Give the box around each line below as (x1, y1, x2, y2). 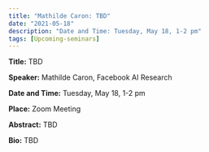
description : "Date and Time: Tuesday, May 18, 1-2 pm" (8, 27, 202, 35)
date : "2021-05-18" (8, 20, 75, 28)
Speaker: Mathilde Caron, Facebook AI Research (8, 72, 172, 82)
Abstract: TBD (8, 119, 59, 130)
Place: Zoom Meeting (8, 104, 81, 114)
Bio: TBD (8, 136, 39, 145)
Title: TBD (8, 57, 43, 67)
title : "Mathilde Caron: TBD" (8, 11, 111, 20)
